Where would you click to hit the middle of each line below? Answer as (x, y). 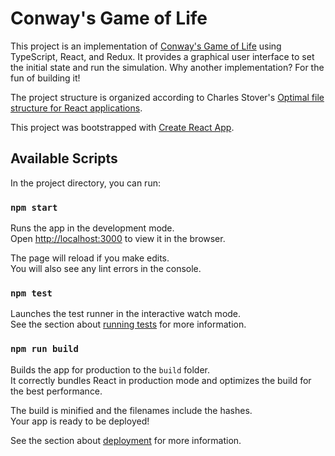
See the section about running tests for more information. (128, 324)
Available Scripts (64, 158)
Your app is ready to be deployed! (80, 421)
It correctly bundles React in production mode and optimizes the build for (161, 380)
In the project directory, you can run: (85, 183)
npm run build (44, 349)
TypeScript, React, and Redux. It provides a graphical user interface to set (162, 56)
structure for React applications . (76, 108)
